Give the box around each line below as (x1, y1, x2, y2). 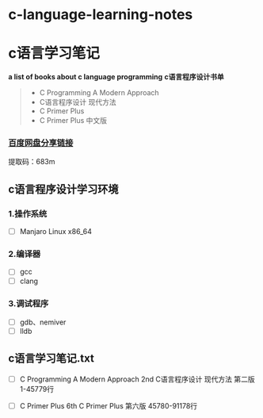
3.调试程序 (8, 297, 49, 309)
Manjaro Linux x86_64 (19, 227, 93, 236)
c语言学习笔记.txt (8, 351, 95, 366)
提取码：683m (8, 157, 55, 167)
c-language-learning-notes (8, 6, 193, 24)
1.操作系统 (8, 208, 48, 219)
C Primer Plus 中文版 (39, 116, 108, 125)
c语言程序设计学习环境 (8, 182, 119, 196)
